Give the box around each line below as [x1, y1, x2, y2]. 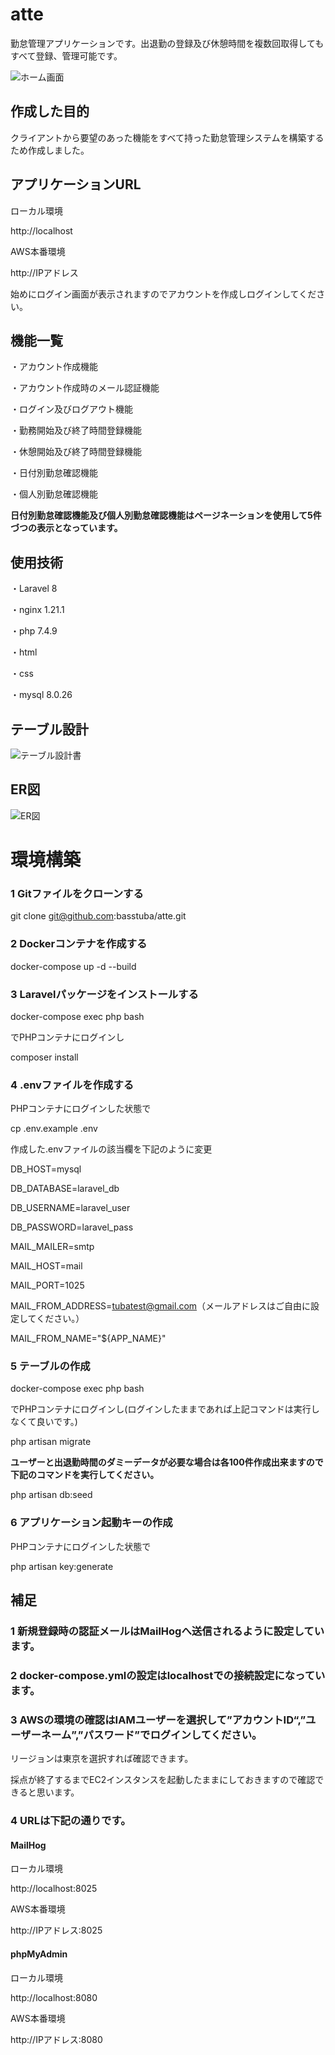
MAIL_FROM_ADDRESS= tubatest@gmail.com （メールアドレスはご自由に [10, 1300, 312, 1312]
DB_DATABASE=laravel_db [10, 1183, 120, 1195]
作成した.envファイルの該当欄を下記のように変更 [10, 1143, 213, 1155]
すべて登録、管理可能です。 [10, 49, 123, 62]
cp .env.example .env [10, 1123, 98, 1135]
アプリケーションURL [10, 176, 142, 193]
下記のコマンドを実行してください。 [10, 1469, 160, 1481]
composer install [10, 1051, 79, 1063]
